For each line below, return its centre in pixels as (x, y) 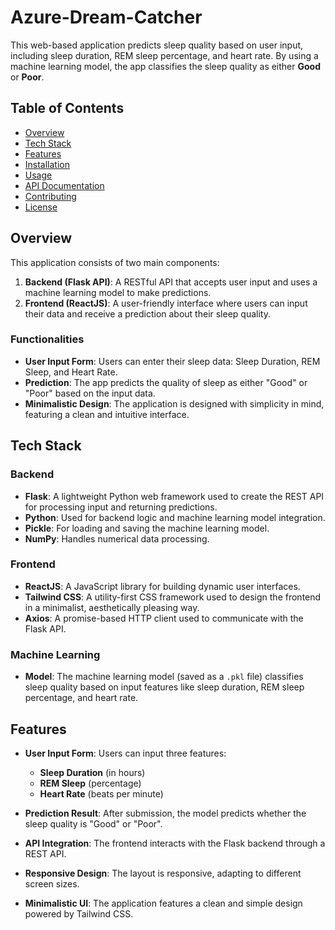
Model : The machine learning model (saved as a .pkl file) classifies (164, 677)
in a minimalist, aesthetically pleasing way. (112, 607)
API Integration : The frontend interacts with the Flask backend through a (175, 843)
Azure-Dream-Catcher (106, 17)
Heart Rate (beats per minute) (101, 793)
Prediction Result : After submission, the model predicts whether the (165, 813)
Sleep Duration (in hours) (92, 772)
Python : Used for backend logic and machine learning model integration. (175, 517)
